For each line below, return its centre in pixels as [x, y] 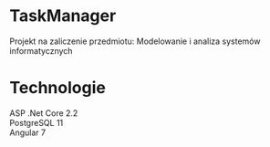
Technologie [58, 88]
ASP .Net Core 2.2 [44, 113]
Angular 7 [28, 132]
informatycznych [41, 50]
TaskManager [63, 16]
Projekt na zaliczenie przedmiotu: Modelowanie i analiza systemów [135, 41]
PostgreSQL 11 [36, 122]
